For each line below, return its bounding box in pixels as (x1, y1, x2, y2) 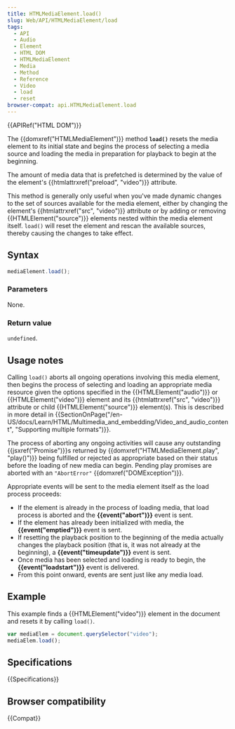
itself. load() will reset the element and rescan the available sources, (7, 221, 206, 230)
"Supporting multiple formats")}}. (15, 425, 111, 433)
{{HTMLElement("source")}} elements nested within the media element (7, 214, 213, 222)
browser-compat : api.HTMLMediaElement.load (7, 102, 137, 109)
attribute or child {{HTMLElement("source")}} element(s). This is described (7, 402, 224, 411)
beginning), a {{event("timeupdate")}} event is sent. (17, 548, 172, 556)
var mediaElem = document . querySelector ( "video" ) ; (7, 630, 159, 638)
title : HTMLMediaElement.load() (7, 10, 102, 18)
